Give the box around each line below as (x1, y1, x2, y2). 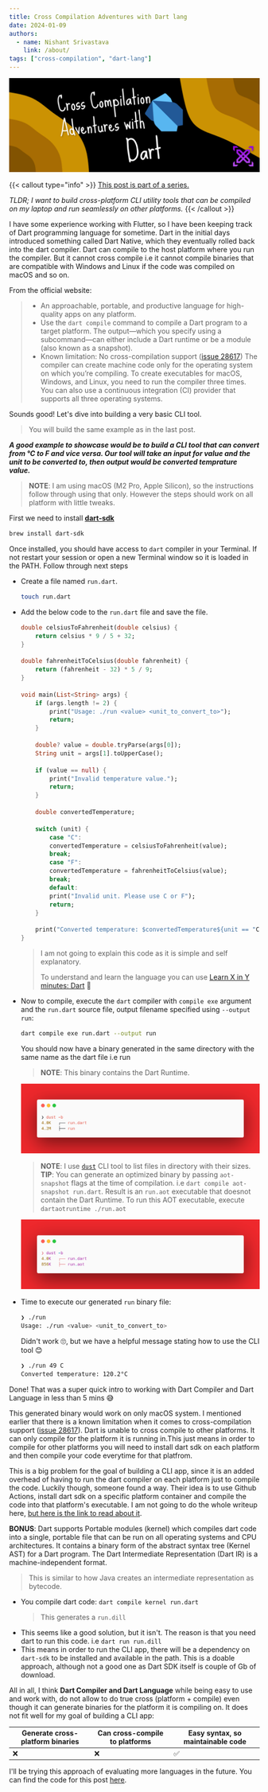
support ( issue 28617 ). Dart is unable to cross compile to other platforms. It (9, 1425, 255, 1435)
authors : (9, 29, 38, 37)
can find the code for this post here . (9, 1775, 127, 1785)
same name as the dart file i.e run (20, 1052, 130, 1062)
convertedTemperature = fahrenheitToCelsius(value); (49, 867, 228, 875)
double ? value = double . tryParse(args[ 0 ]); (35, 741, 182, 749)
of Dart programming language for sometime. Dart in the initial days (9, 228, 231, 237)
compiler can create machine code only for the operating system (40, 360, 253, 369)
